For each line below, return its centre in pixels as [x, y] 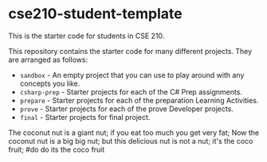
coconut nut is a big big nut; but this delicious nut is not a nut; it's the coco [131, 141]
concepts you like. [50, 83]
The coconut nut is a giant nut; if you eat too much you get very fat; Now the [134, 133]
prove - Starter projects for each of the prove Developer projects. [126, 109]
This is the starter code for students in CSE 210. [86, 36]
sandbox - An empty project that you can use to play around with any [132, 75]
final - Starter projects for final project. [85, 117]
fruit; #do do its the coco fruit [57, 149]
